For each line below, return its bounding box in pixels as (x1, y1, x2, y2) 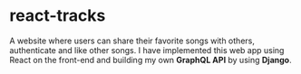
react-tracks (9, 5, 106, 26)
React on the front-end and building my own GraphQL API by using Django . (9, 54, 292, 65)
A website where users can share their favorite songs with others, (9, 35, 256, 46)
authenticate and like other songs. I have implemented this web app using (9, 44, 285, 55)
